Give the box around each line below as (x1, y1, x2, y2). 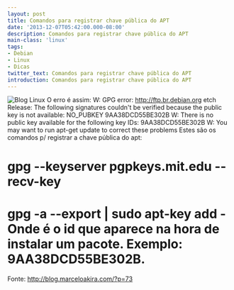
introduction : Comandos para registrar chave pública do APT (7, 76, 192, 84)
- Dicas (7, 63, 30, 70)
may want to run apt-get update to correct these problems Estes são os (7, 126, 216, 135)
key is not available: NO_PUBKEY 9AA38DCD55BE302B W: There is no (7, 111, 214, 119)
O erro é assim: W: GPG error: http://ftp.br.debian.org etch (46, 96, 216, 104)
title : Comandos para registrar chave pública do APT (7, 17, 170, 24)
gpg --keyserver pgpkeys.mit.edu (7, 158, 212, 174)
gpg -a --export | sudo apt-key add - (7, 206, 226, 222)
